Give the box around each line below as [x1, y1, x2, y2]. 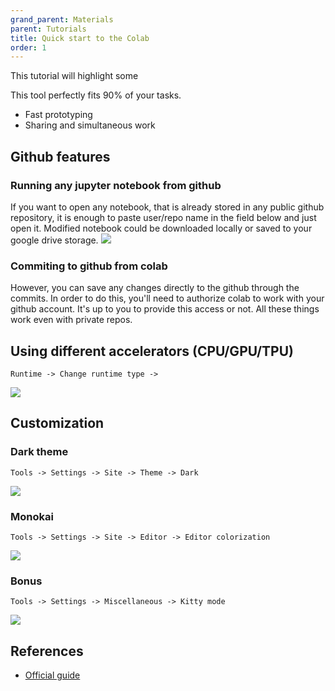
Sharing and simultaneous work [24, 119, 156, 131]
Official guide [24, 669, 81, 681]
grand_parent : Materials [10, 14, 114, 25]
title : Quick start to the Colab [10, 33, 150, 43]
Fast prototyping [24, 109, 93, 121]
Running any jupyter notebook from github [10, 178, 222, 192]
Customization [10, 415, 105, 432]
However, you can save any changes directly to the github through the [10, 282, 300, 294]
